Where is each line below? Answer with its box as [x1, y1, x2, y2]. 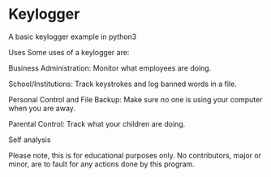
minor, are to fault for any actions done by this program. [8, 159, 195, 169]
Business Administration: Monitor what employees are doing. [8, 63, 212, 73]
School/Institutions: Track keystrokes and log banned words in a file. [8, 79, 237, 88]
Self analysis [8, 135, 51, 145]
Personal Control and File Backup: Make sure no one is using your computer [8, 94, 263, 104]
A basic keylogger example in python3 [8, 32, 137, 41]
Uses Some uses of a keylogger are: [8, 47, 130, 57]
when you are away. [8, 103, 75, 113]
